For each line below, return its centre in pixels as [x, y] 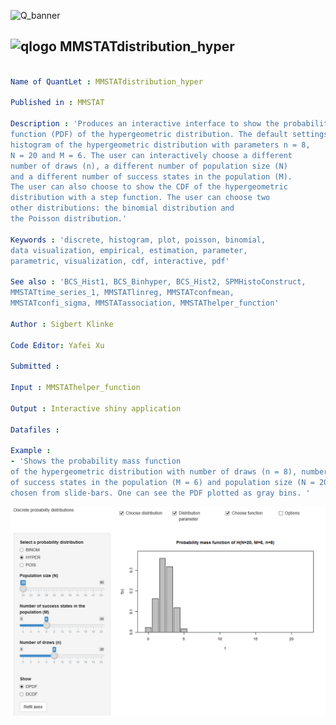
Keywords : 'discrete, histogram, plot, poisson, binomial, [138, 240]
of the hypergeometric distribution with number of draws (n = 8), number [169, 472]
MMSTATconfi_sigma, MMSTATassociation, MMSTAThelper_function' [145, 303]
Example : [31, 451]
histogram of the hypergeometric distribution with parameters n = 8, [160, 145]
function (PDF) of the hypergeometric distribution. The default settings [169, 135]
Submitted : [35, 366]
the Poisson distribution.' [69, 219]
